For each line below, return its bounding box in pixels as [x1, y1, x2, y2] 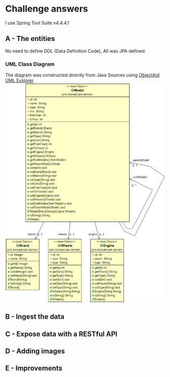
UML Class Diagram [5, 60, 55, 67]
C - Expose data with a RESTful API [5, 329, 117, 338]
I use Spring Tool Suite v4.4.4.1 [5, 20, 70, 26]
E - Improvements [5, 364, 63, 372]
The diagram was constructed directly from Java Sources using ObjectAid [5, 72, 160, 78]
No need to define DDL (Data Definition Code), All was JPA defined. [5, 48, 146, 54]
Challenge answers [5, 3, 89, 15]
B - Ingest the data [5, 312, 65, 321]
